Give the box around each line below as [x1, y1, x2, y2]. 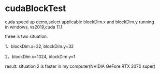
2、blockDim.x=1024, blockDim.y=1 [5, 54, 76, 59]
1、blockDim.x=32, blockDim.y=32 [5, 43, 74, 49]
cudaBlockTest [5, 3, 66, 14]
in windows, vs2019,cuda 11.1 [5, 24, 63, 30]
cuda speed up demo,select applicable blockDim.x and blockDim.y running [5, 19, 155, 25]
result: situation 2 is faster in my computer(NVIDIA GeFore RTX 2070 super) [5, 63, 156, 69]
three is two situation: [5, 33, 48, 39]
